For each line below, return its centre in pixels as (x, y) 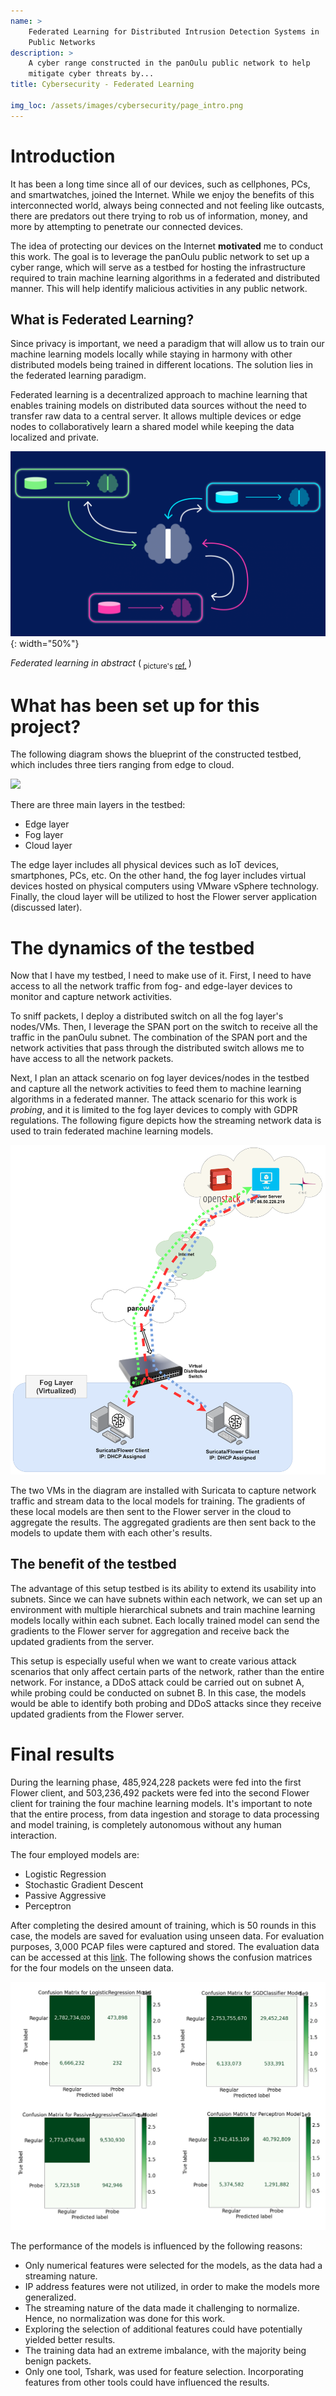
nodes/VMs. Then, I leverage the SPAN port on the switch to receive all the (164, 1027)
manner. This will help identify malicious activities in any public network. (159, 288)
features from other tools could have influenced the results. (147, 2382)
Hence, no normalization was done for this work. (125, 2318)
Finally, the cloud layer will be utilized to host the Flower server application (163, 897)
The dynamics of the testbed (132, 947)
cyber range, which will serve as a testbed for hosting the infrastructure (158, 267)
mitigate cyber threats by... (91, 74)
